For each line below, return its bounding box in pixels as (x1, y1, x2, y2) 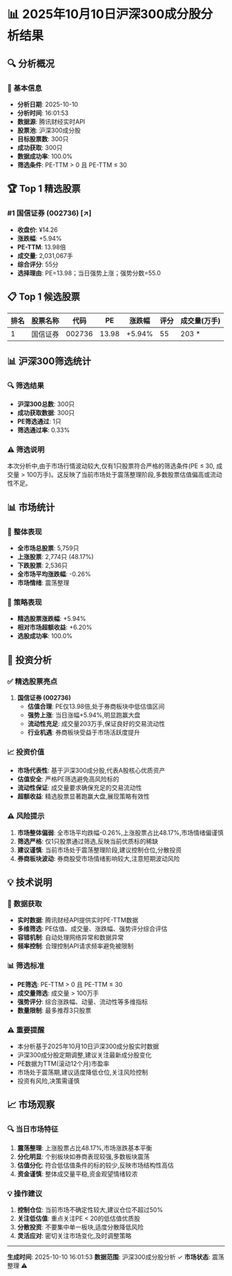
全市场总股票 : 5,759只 (17, 544, 79, 552)
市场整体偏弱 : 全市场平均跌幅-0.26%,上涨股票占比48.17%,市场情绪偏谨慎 (17, 828, 224, 837)
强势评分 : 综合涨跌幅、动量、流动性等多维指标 (17, 997, 148, 1005)
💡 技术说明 (7, 877, 52, 888)
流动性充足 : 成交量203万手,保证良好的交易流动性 (27, 720, 166, 728)
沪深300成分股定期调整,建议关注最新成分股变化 (17, 1050, 152, 1059)
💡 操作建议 (7, 1188, 43, 1198)
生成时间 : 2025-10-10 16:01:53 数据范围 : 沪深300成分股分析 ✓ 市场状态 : (7, 1252, 211, 1261)
